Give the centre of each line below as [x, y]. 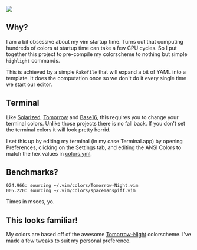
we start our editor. [29, 84]
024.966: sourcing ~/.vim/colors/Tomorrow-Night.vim [72, 186]
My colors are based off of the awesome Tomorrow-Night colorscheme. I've [99, 235]
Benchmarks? [32, 172]
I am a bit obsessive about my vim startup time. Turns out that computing [95, 41]
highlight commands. [33, 60]
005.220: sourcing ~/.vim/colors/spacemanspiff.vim [71, 191]
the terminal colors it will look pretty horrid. [58, 130]
